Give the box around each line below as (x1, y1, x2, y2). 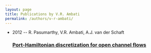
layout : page (5, 7, 32, 12)
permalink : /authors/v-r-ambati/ (5, 16, 74, 21)
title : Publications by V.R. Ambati (5, 12, 80, 17)
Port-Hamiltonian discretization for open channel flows (12, 42, 147, 49)
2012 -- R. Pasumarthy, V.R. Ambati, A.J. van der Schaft (12, 30, 125, 35)
